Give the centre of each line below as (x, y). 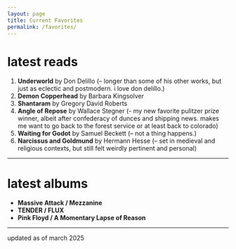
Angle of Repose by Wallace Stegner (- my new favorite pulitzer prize (118, 111)
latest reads (43, 62)
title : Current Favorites (45, 20)
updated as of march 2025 (46, 238)
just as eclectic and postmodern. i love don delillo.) (91, 89)
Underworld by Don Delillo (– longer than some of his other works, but (119, 81)
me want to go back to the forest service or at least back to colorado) (118, 126)
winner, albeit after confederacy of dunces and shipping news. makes (118, 119)
